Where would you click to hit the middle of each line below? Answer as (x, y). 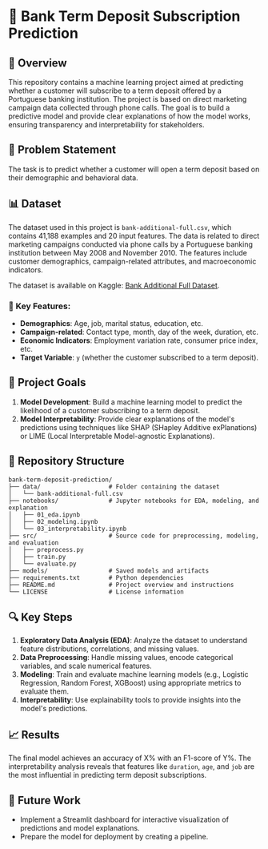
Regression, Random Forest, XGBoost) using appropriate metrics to (130, 683)
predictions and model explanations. (80, 827)
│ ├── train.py (37, 557)
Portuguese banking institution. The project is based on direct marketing (128, 99)
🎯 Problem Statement (62, 150)
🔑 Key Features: (40, 306)
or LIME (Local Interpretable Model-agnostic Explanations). (117, 436)
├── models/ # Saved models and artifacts (109, 571)
